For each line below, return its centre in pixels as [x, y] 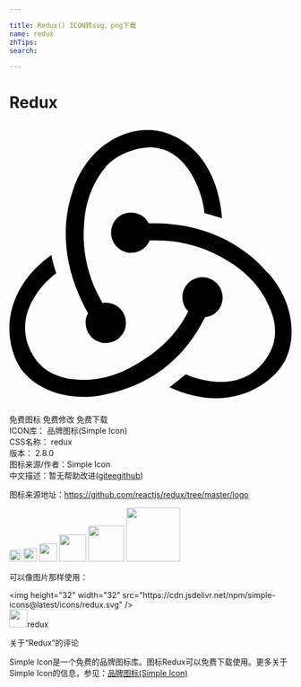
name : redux [31, 34]
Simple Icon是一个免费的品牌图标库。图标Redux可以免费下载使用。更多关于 [149, 662]
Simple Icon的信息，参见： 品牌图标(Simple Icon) [99, 674]
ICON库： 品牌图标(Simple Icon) [69, 431]
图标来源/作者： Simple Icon [60, 464]
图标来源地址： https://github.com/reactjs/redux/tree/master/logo [129, 495]
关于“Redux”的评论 [44, 643]
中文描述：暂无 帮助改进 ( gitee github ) [76, 476]
